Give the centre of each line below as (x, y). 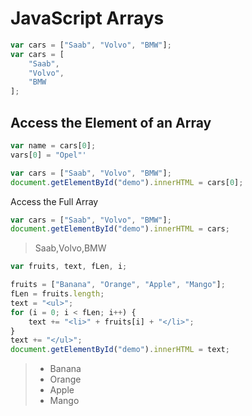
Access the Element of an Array (111, 122)
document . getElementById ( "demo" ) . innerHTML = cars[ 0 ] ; (127, 182)
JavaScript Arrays (87, 18)
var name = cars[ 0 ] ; (53, 146)
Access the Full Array (54, 201)
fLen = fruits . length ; (57, 294)
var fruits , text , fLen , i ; (69, 267)
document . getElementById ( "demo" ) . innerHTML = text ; (120, 350)
